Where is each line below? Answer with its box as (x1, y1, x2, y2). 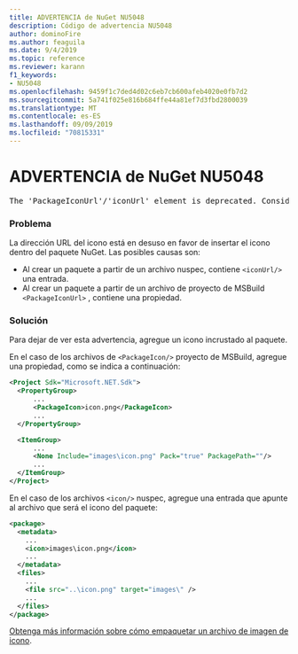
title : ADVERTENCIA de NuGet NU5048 (9, 12, 145, 22)
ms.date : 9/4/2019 (9, 46, 77, 55)
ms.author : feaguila (9, 37, 86, 47)
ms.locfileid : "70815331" (9, 128, 105, 137)
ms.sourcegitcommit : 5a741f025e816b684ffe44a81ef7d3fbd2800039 (9, 95, 248, 105)
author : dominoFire (9, 29, 82, 38)
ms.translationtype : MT (9, 104, 98, 113)
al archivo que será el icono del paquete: (9, 502, 158, 512)
